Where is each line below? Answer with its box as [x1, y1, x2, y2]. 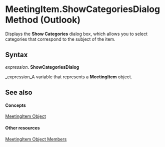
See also [5, 88, 32, 97]
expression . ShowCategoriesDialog [5, 64, 79, 70]
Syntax [5, 51, 28, 59]
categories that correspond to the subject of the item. [5, 36, 116, 42]
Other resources [5, 124, 40, 131]
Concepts [5, 102, 26, 108]
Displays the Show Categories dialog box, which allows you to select [5, 31, 148, 37]
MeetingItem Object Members [5, 136, 67, 142]
